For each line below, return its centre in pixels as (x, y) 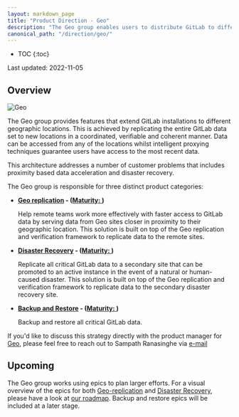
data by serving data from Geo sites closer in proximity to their (109, 222)
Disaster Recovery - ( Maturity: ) (65, 250)
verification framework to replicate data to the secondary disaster (114, 287)
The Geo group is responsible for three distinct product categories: (106, 186)
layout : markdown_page (41, 14)
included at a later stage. (44, 406)
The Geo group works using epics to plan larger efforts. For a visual (106, 383)
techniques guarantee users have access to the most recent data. (103, 152)
